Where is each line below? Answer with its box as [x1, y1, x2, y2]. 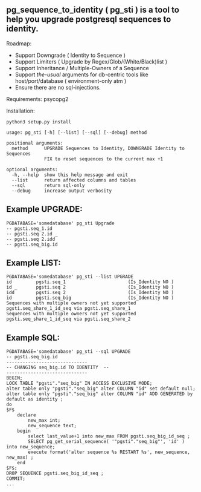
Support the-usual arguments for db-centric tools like [14, 71, 149, 78]
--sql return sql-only [11, 182, 85, 188]
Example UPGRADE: [6, 204, 83, 214]
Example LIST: [6, 258, 62, 268]
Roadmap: [6, 39, 32, 47]
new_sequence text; [28, 423, 77, 429]
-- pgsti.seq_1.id [6, 225, 53, 232]
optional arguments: [6, 166, 59, 172]
